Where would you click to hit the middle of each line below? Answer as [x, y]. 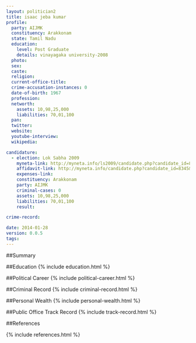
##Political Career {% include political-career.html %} [71, 278]
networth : [23, 104]
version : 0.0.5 [24, 233]
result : [26, 207]
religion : [23, 77]
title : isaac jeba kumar [36, 17]
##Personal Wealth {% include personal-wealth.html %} [73, 300]
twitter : [22, 126]
